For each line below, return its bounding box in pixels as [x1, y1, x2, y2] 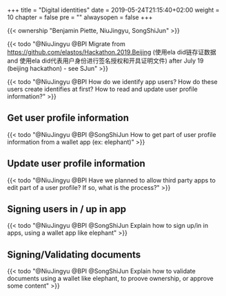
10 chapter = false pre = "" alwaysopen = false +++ [7, 13, 153, 21]
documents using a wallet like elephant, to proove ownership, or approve [7, 275, 214, 283]
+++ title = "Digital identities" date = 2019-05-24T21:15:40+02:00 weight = [7, 6, 220, 14]
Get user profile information [7, 112, 130, 124]
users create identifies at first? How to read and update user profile [7, 85, 198, 93]
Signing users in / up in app [7, 203, 126, 215]
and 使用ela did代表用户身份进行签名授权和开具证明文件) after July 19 [7, 56, 204, 65]
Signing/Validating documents [7, 249, 141, 260]
